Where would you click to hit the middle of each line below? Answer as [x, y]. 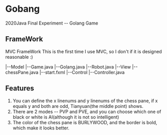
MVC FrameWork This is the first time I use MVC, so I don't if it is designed [84, 51]
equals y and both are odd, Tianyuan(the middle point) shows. [78, 106]
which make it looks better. [41, 128]
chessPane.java [22, 72]
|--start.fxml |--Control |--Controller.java [82, 72]
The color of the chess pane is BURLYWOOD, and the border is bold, [85, 122]
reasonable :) [19, 57]
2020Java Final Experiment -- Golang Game [52, 23]
